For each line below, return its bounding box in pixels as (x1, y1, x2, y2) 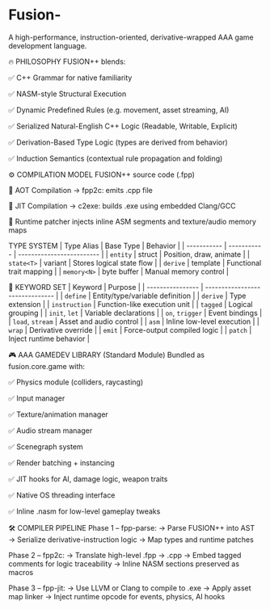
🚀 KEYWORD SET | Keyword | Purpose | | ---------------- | (8, 282, 204, 292)
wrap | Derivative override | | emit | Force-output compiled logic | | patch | (8, 325, 252, 334)
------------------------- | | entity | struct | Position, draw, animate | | (17, 249, 251, 259)
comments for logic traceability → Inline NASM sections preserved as (8, 559, 240, 569)
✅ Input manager (8, 393, 65, 403)
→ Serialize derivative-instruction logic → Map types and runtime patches (8, 535, 255, 544)
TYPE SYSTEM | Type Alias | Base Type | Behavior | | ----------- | (8, 241, 227, 250)
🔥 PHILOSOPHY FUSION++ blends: (8, 57, 126, 66)
